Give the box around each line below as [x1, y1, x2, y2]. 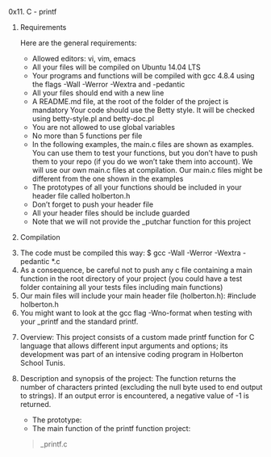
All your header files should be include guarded [31, 208, 190, 217]
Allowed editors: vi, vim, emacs [31, 54, 136, 63]
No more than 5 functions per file [31, 131, 143, 140]
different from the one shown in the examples [31, 174, 184, 183]
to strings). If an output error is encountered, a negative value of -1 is [19, 391, 250, 400]
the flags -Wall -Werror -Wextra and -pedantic [31, 80, 186, 89]
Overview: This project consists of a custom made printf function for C [19, 333, 255, 342]
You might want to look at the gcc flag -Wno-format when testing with [19, 308, 252, 317]
